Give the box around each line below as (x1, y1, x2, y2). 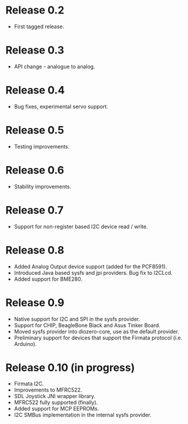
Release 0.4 (5, 83, 65, 97)
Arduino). (14, 340, 37, 347)
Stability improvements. (14, 183, 72, 190)
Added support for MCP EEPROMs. (14, 405, 99, 412)
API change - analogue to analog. (14, 63, 95, 70)
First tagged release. (14, 23, 65, 30)
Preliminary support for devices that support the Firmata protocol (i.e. (14, 334, 183, 341)
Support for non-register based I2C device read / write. (14, 223, 148, 230)
